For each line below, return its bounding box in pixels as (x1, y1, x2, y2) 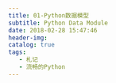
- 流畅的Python (18, 63, 66, 71)
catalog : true (8, 41, 56, 49)
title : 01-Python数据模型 (8, 11, 90, 20)
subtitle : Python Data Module (8, 19, 109, 27)
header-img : (8, 33, 48, 42)
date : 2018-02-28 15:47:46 (8, 26, 98, 34)
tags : (8, 48, 26, 56)
